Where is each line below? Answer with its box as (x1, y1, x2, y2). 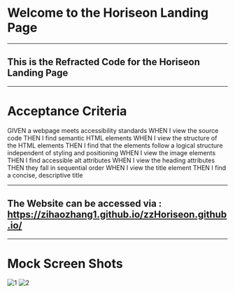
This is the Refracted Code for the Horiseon (7, 56, 201, 68)
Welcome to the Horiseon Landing (7, 5, 208, 21)
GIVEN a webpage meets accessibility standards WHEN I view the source (7, 126, 219, 134)
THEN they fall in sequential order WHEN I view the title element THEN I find (7, 163, 227, 172)
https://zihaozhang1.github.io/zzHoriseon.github (7, 208, 227, 221)
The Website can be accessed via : (7, 198, 162, 210)
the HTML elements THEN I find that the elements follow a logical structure (7, 141, 223, 150)
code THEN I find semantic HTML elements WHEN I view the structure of (7, 134, 218, 142)
